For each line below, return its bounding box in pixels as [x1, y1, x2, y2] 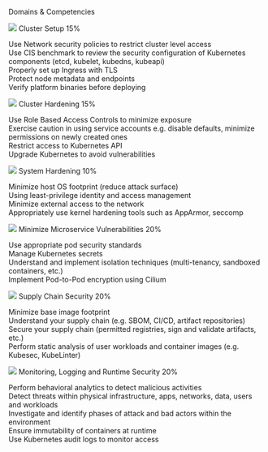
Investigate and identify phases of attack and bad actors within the [8, 409, 231, 418]
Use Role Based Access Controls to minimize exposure [8, 115, 192, 124]
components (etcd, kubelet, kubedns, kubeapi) [8, 57, 165, 66]
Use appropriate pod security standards [8, 240, 142, 250]
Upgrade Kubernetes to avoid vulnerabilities [8, 149, 156, 159]
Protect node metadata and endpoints [8, 74, 136, 84]
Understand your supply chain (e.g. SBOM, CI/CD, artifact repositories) [8, 316, 246, 325]
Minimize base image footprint [8, 308, 110, 316]
